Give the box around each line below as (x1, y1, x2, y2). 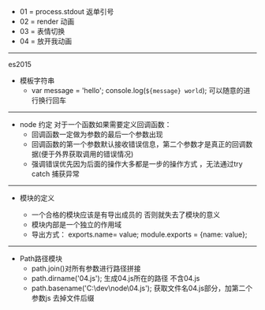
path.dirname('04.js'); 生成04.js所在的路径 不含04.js (31, 274, 200, 282)
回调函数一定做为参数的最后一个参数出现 (31, 129, 163, 139)
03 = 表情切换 (19, 27, 65, 35)
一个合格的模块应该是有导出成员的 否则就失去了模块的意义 (31, 210, 221, 219)
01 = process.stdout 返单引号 (19, 7, 114, 16)
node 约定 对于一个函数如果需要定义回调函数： (19, 120, 172, 129)
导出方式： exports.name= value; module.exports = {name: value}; (31, 230, 248, 239)
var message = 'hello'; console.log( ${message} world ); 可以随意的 (31, 86, 244, 95)
